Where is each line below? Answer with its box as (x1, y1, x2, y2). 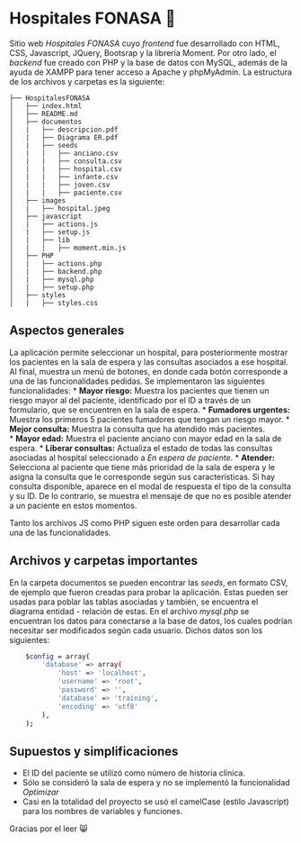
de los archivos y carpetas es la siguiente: (9, 76, 165, 86)
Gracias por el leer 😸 (9, 823, 88, 834)
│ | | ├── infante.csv (9, 172, 119, 181)
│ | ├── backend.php (9, 267, 102, 276)
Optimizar (22, 787, 60, 798)
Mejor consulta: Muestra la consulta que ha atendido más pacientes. (9, 423, 266, 434)
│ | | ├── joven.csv (9, 180, 111, 189)
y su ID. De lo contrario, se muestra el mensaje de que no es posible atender (9, 490, 292, 501)
